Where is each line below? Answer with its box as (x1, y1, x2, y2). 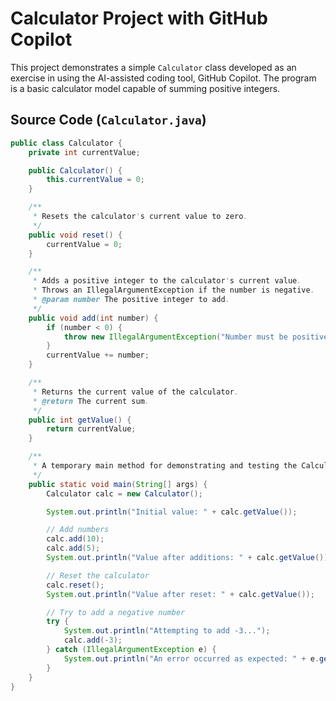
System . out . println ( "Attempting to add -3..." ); (63, 626, 271, 636)
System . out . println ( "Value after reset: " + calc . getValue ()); (46, 589, 315, 599)
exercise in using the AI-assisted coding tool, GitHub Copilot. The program (10, 72, 317, 84)
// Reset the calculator (46, 570, 150, 581)
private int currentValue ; (28, 147, 141, 157)
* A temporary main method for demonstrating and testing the (32, 461, 298, 471)
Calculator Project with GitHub (10, 7, 268, 30)
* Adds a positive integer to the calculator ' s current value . (32, 276, 302, 286)
